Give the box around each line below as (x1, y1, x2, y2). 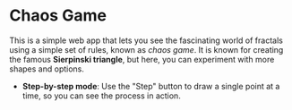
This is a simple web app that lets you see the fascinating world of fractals (9, 35, 284, 46)
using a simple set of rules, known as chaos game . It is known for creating (9, 44, 284, 55)
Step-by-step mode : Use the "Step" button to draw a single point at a (21, 80, 280, 91)
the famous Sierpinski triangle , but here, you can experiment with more (9, 54, 275, 64)
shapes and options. (9, 63, 85, 74)
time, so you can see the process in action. (21, 90, 181, 101)
